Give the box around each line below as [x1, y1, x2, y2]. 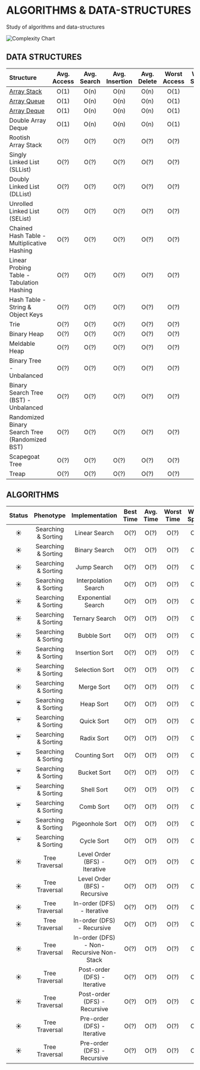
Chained [9, 224, 33, 232]
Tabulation [9, 278, 39, 286]
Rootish [9, 133, 31, 142]
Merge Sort [78, 683, 110, 691]
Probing [9, 263, 32, 271]
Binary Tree [9, 356, 42, 365]
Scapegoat [9, 452, 40, 461]
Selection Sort [74, 665, 114, 674]
